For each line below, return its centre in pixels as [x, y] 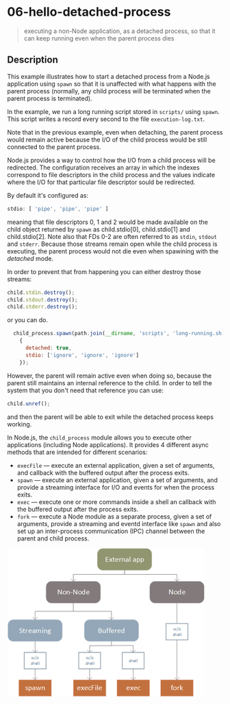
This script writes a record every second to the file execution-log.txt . [106, 119]
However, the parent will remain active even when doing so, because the [110, 376]
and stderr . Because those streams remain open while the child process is [112, 244]
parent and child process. [53, 538]
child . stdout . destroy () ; [42, 299]
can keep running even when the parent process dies [99, 38]
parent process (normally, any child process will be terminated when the [109, 91]
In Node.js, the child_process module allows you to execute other [99, 438]
